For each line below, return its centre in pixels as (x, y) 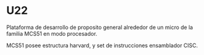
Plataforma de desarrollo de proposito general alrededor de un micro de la (100, 27)
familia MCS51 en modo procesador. (52, 33)
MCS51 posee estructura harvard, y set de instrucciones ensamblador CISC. (102, 45)
